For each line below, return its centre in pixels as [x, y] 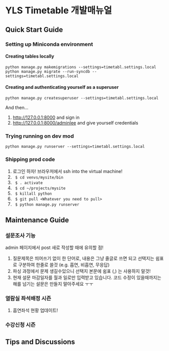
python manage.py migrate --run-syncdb [48, 71]
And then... [17, 107]
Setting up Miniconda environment [49, 44]
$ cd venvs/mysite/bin [39, 177]
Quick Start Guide [34, 29]
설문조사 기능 [20, 235]
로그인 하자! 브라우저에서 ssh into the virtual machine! [67, 171]
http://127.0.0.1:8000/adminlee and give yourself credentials [76, 122]
